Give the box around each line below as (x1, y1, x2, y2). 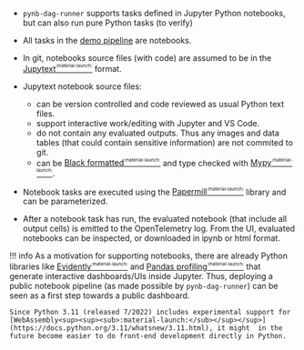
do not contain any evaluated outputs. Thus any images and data (35, 127, 280, 138)
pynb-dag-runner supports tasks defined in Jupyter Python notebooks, (22, 8, 287, 18)
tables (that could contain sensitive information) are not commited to (35, 136, 294, 148)
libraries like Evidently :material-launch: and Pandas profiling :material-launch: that (9, 260, 261, 272)
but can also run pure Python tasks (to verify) (22, 17, 194, 28)
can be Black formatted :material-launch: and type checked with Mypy (35, 156, 272, 168)
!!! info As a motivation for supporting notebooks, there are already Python (9, 250, 289, 262)
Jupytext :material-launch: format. (22, 63, 122, 74)
